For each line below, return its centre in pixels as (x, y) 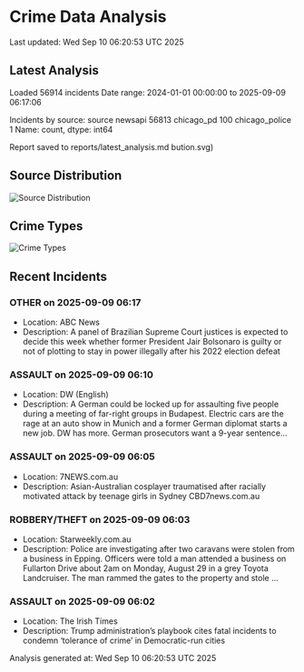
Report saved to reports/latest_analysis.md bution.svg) (112, 146)
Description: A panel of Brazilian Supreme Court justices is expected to (155, 332)
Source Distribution (66, 176)
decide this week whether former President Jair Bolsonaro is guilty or (152, 342)
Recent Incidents (58, 276)
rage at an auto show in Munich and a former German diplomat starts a (155, 424)
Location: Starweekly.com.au (77, 539)
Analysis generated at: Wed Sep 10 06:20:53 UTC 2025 (113, 658)
